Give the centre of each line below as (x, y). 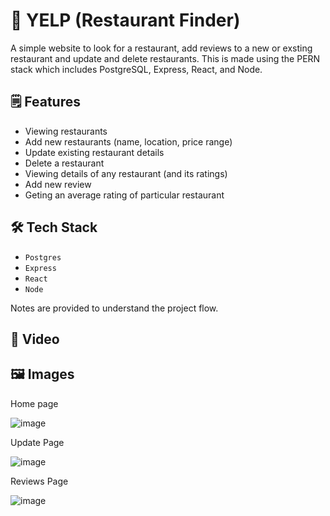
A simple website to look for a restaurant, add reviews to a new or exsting (161, 48)
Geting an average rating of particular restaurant (124, 195)
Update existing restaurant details (94, 152)
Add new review (58, 184)
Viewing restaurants (66, 131)
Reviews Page (39, 481)
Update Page (37, 442)
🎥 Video (35, 339)
